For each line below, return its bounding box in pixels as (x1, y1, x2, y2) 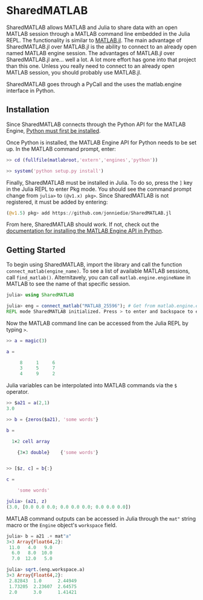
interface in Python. (6, 87, 56, 94)
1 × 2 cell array (11, 438, 50, 444)
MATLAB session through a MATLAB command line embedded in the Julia (6, 30, 190, 37)
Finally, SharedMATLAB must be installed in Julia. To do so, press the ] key (6, 179, 193, 186)
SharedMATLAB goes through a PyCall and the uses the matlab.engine (6, 80, 182, 88)
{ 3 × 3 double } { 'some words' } (17, 449, 98, 455)
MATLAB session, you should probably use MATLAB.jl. (6, 68, 142, 76)
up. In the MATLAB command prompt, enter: (6, 145, 116, 152)
